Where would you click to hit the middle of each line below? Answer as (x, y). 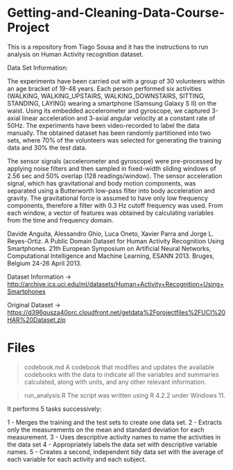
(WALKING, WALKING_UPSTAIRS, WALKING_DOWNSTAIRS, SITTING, (106, 96)
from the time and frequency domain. (60, 220)
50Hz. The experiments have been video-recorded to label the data (103, 125)
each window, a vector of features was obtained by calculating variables (111, 213)
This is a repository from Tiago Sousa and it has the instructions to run (108, 47)
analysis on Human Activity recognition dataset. (76, 54)
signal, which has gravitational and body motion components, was (102, 183)
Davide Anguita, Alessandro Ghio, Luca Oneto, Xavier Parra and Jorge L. (111, 234)
